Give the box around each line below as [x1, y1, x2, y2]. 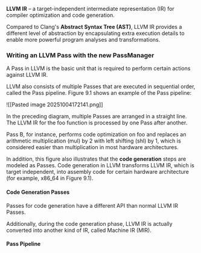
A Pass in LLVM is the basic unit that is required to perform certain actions [6, 65, 191, 72]
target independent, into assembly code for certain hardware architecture [6, 168, 189, 176]
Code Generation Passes [6, 188, 70, 196]
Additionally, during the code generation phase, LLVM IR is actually [6, 220, 173, 227]
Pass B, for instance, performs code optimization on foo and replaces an [6, 131, 187, 138]
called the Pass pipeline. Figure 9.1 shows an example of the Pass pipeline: [6, 89, 192, 97]
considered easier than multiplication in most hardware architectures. [6, 144, 179, 151]
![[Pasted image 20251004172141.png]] [6, 101, 104, 108]
